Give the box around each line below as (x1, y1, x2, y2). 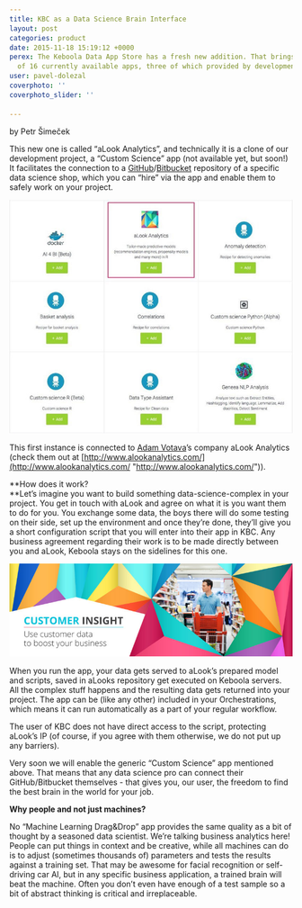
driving (9, 868, 36, 879)
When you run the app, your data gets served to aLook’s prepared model (9, 665, 279, 676)
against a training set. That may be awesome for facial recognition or (9, 859, 264, 870)
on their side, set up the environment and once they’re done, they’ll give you (9, 517, 291, 528)
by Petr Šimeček (9, 126, 70, 137)
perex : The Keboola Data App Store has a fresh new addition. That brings (9, 52, 296, 62)
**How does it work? (9, 479, 89, 490)
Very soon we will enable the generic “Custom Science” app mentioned (9, 757, 274, 769)
